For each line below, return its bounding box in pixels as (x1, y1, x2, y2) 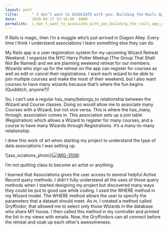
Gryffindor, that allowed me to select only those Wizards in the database (5, 203, 153, 209)
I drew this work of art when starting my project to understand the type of (5, 138, 156, 144)
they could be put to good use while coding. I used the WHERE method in (5, 187, 156, 194)
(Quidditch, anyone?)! (5, 86, 50, 92)
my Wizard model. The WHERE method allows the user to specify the (5, 193, 147, 199)
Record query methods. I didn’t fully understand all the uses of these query (5, 177, 159, 183)
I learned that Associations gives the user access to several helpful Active (5, 172, 157, 178)
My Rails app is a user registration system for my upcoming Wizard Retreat (5, 50, 158, 56)
